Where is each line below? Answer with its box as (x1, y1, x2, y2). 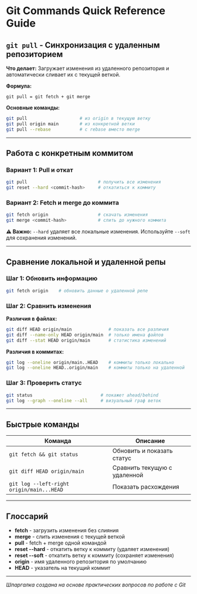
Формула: (6, 82, 32, 89)
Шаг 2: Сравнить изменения (6, 302, 91, 310)
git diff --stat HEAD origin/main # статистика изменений (6, 337, 167, 343)
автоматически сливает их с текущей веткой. (6, 71, 121, 78)
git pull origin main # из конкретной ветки (6, 121, 135, 127)
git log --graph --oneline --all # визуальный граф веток (6, 398, 161, 403)
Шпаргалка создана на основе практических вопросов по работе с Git (6, 581, 186, 589)
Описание (135, 437, 165, 445)
